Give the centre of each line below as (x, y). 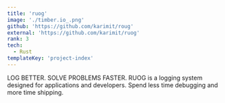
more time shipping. (35, 92)
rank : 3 (18, 39)
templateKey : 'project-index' (51, 58)
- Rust (23, 52)
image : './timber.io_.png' (46, 20)
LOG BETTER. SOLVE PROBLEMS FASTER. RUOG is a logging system (105, 78)
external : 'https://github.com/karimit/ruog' (73, 33)
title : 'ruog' (28, 13)
